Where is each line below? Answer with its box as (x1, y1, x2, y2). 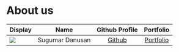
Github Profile (97, 25, 139, 34)
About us (6, 4, 54, 18)
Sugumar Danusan (37, 36, 91, 44)
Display (9, 25, 32, 34)
